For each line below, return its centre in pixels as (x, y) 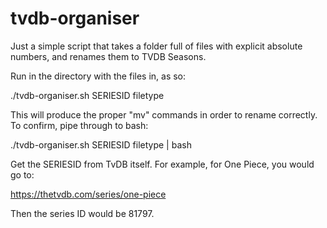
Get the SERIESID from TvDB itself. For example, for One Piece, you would (162, 164)
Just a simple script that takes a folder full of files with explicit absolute (156, 46)
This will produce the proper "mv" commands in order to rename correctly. (164, 114)
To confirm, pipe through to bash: (79, 125)
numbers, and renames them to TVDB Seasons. (108, 56)
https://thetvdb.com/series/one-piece (88, 194)
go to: (22, 174)
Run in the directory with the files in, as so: (98, 76)
